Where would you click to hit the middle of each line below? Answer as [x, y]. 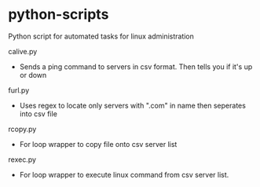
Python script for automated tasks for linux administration [101, 36]
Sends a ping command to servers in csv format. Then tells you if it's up [136, 66]
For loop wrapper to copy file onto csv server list [98, 144]
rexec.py [22, 159]
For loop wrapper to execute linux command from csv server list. [124, 174]
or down [33, 75]
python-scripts [59, 15]
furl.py [19, 90]
